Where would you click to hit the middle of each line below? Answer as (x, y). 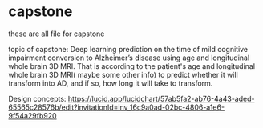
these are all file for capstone (57, 34)
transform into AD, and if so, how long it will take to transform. (111, 83)
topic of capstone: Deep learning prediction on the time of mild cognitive (128, 49)
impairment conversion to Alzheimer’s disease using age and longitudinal (129, 58)
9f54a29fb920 (33, 115)
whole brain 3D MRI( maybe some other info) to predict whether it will (123, 74)
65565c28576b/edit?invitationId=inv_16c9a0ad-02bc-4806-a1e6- (117, 107)
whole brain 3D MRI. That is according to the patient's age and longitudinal (131, 66)
